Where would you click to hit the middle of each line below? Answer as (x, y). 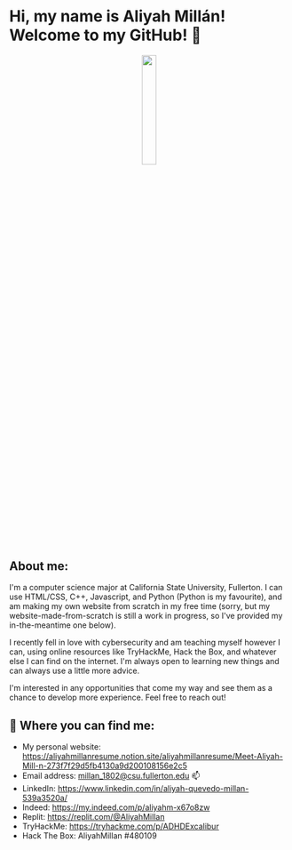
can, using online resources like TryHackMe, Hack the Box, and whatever (143, 652)
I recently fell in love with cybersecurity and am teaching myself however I (145, 643)
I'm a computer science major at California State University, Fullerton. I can (146, 588)
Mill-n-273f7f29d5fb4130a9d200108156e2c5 (105, 766)
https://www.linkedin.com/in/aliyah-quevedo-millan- (153, 789)
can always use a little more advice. (75, 671)
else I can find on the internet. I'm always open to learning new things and (144, 662)
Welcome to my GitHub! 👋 (106, 35)
